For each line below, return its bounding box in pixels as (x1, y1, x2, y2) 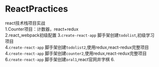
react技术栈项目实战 (5, 20, 45, 26)
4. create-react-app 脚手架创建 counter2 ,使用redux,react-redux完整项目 (5, 50, 147, 56)
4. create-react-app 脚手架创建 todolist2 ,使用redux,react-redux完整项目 (5, 44, 149, 50)
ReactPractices (5, 3, 68, 15)
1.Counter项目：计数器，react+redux (5, 26, 79, 32)
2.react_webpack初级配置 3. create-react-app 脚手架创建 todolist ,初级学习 (5, 32, 155, 38)
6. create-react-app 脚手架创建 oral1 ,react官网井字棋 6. (5, 56, 115, 62)
